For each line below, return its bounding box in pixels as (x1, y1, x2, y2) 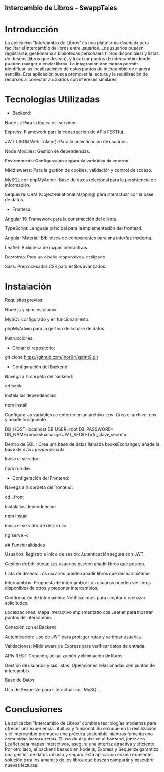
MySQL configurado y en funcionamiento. (5, 316, 90, 322)
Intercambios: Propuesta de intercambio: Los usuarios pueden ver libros (5, 580, 151, 586)
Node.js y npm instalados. (5, 307, 58, 313)
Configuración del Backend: (12, 364, 69, 370)
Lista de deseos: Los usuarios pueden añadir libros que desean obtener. (5, 571, 151, 577)
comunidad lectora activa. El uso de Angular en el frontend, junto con (5, 736, 145, 742)
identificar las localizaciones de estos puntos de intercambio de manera (5, 66, 151, 72)
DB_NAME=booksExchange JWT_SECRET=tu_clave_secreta (5, 432, 127, 438)
